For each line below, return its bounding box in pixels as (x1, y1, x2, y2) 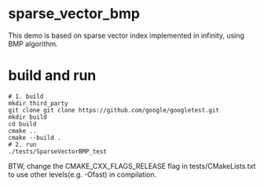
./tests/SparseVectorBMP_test (8, 147, 108, 156)
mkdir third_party (8, 99, 68, 107)
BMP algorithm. (8, 38, 58, 48)
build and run (8, 67, 97, 85)
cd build (8, 119, 37, 128)
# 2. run (8, 141, 37, 148)
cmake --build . (8, 134, 61, 141)
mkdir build (8, 113, 47, 121)
